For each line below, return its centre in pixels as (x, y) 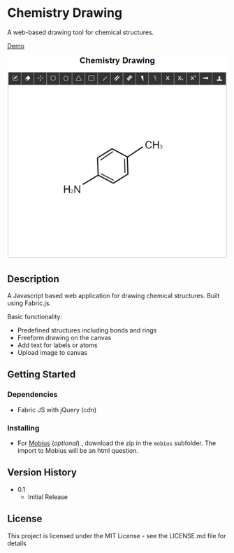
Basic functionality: (35, 317)
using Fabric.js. (29, 303)
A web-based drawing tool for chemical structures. (81, 32)
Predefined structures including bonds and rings (87, 330)
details (17, 543)
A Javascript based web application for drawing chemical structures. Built (114, 296)
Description (33, 279)
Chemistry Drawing (65, 13)
